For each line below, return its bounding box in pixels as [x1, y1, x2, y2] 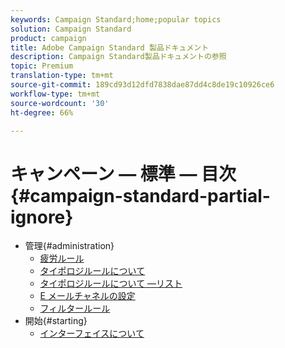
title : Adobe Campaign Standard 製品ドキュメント [10, 42, 210, 53]
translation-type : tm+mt [10, 71, 114, 81]
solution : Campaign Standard [10, 24, 132, 34]
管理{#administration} [24, 240, 115, 252]
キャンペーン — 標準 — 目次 [10, 162, 237, 185]
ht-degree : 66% [10, 107, 74, 118]
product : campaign [10, 33, 87, 43]
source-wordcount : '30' [10, 98, 110, 108]
